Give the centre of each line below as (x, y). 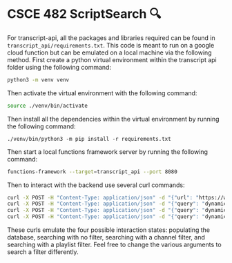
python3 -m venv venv (38, 80)
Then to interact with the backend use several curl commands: (96, 185)
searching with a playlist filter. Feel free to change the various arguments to (115, 245)
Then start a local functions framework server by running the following (108, 152)
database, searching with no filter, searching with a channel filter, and (106, 237)
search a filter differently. (43, 252)
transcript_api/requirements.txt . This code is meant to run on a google (111, 45)
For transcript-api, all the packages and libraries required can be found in (111, 38)
